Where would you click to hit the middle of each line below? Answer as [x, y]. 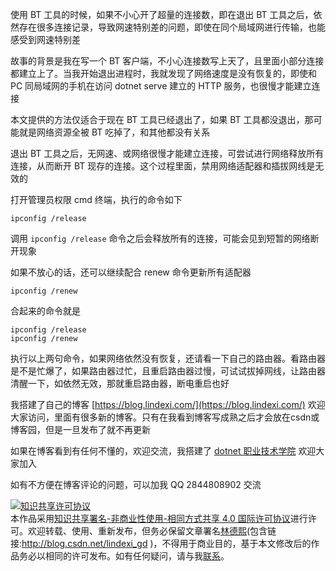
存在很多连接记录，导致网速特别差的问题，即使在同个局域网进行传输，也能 [172, 27]
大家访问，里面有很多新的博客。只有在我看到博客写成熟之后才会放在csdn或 [165, 417]
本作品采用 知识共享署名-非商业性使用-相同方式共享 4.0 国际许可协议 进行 [159, 518]
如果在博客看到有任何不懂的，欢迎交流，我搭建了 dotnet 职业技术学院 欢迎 [163, 451]
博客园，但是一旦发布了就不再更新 [80, 429]
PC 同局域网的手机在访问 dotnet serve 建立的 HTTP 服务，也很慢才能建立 [161, 86]
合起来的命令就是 [45, 311]
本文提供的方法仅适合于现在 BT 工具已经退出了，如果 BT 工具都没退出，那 [162, 119]
